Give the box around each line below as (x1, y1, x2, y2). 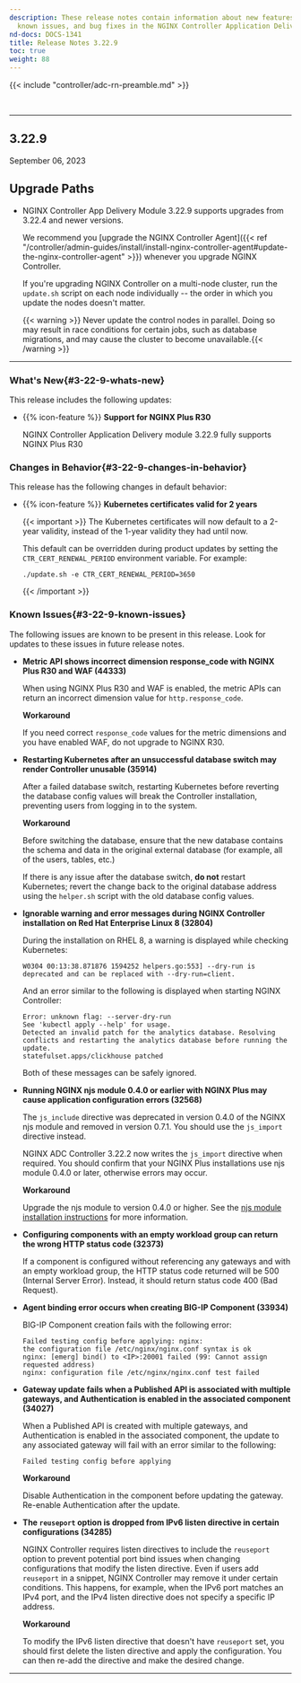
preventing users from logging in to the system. (21, 800, 198, 811)
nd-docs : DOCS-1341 (9, 30, 82, 39)
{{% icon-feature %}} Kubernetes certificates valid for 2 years (21, 499, 258, 510)
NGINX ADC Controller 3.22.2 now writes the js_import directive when (21, 1148, 283, 1159)
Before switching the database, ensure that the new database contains (21, 834, 284, 845)
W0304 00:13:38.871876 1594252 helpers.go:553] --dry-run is (21, 962, 256, 971)
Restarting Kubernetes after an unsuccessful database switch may (21, 753, 278, 764)
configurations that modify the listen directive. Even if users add (21, 1563, 259, 1573)
